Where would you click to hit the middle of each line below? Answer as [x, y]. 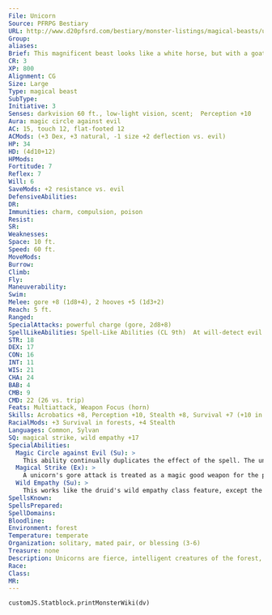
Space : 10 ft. [32, 242]
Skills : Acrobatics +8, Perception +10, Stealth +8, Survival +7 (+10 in [136, 415]
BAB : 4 [19, 385]
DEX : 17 [21, 348]
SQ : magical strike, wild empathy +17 [74, 438]
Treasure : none [34, 551]
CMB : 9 [19, 393]
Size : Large [28, 83]
